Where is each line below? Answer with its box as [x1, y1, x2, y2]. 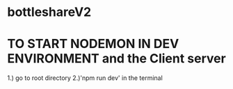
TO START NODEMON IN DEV [7, 36, 179, 52]
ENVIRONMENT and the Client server [7, 51, 226, 67]
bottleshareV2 [7, 4, 92, 20]
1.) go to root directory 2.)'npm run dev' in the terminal [7, 74, 163, 82]
